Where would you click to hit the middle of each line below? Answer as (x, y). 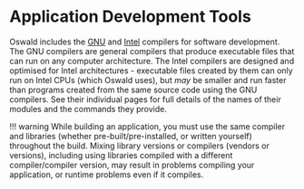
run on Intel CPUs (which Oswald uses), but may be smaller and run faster (148, 80)
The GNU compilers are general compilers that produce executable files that (152, 51)
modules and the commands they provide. (88, 109)
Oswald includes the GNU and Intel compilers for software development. (145, 42)
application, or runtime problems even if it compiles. (107, 175)
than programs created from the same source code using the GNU (133, 90)
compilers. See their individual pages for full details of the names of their (145, 99)
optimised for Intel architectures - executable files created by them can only (151, 71)
